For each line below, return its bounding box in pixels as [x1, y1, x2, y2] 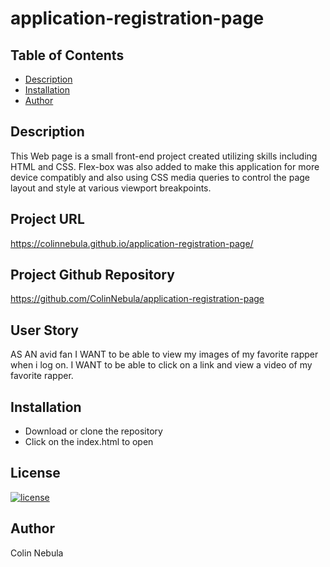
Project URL [10, 211, 85, 228]
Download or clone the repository [24, 425, 163, 437]
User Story [10, 322, 79, 339]
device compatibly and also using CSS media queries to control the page [10, 171, 310, 183]
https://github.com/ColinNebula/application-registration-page [10, 293, 265, 305]
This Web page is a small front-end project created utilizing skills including [10, 150, 318, 162]
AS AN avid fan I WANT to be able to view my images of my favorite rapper [10, 348, 319, 361]
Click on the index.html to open [24, 436, 154, 448]
